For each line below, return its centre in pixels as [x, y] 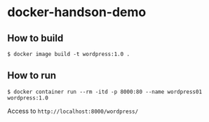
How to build [35, 38]
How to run [32, 75]
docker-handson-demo [77, 12]
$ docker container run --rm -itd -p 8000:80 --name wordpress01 [104, 92]
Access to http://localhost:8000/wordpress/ [73, 111]
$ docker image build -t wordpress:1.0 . [69, 54]
